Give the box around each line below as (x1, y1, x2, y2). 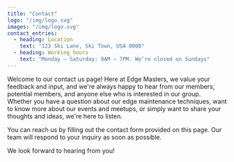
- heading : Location (13, 36, 73, 43)
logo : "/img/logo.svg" (7, 17, 73, 24)
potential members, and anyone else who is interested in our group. (7, 89, 201, 98)
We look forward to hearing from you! (7, 146, 115, 154)
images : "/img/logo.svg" (7, 23, 79, 30)
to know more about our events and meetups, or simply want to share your (7, 104, 221, 112)
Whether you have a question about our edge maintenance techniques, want (7, 97, 227, 105)
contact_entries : (7, 29, 58, 37)
